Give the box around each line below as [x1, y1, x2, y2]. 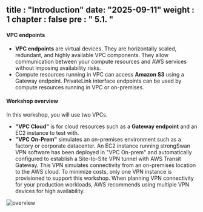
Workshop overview [6, 97, 59, 105]
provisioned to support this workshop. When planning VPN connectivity [15, 174, 194, 182]
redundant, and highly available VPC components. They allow [15, 51, 168, 58]
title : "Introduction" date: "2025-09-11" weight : [6, 5, 195, 15]
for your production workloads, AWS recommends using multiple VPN [15, 180, 190, 188]
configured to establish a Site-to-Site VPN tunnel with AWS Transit [15, 155, 182, 162]
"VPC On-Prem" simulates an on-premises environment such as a [15, 135, 182, 143]
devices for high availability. [15, 187, 85, 194]
